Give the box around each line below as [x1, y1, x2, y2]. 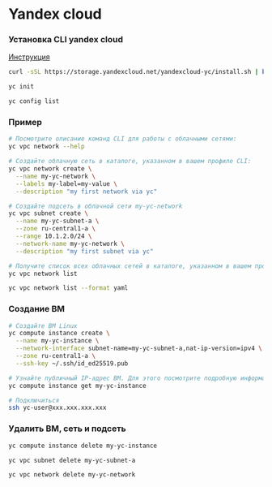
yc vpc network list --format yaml [8, 284, 129, 292]
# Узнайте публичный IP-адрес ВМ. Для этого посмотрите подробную [8, 374, 237, 382]
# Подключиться [8, 396, 60, 404]
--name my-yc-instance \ [15, 337, 100, 345]
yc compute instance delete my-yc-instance [8, 442, 158, 450]
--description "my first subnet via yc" [15, 247, 154, 256]
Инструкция [8, 52, 50, 62]
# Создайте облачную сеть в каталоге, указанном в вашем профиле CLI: [8, 157, 252, 166]
